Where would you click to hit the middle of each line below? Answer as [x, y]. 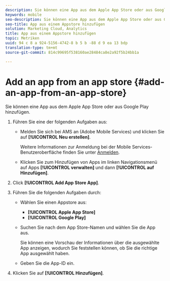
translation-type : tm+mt [31, 48]
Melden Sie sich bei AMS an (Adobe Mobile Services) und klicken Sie [92, 132]
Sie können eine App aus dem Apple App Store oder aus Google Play [77, 107]
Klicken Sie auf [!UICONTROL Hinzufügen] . [58, 273]
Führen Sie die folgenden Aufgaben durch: [57, 193]
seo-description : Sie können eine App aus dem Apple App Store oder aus [83, 19]
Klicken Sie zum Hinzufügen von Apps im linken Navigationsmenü [89, 162]
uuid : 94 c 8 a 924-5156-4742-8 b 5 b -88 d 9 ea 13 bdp [67, 43]
